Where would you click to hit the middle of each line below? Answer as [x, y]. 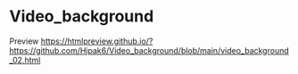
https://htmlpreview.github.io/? [97, 41]
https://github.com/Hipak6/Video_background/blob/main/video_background [149, 50]
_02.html [25, 60]
